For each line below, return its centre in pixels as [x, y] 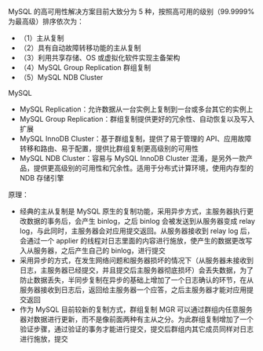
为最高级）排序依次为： [46, 21]
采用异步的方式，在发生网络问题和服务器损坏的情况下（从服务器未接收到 [136, 260]
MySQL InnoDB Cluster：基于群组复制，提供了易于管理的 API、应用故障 [135, 139]
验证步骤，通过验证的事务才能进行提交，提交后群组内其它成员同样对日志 [136, 329]
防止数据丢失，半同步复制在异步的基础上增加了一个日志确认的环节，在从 [136, 280]
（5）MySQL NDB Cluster [61, 77]
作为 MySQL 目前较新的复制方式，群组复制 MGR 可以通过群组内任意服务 [136, 309]
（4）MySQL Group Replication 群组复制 [85, 68]
